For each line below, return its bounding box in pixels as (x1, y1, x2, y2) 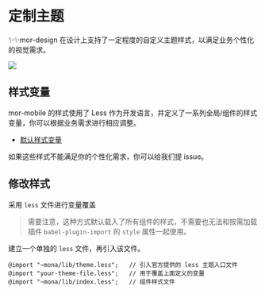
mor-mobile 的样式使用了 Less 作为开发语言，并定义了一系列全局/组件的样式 (8, 108, 258, 118)
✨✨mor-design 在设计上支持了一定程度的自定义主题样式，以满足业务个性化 (8, 35, 255, 44)
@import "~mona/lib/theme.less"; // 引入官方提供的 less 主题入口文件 (8, 261, 238, 269)
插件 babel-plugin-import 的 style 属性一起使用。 (27, 226, 191, 236)
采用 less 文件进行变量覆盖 (8, 199, 97, 209)
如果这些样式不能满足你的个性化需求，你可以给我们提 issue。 (8, 152, 209, 161)
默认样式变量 (19, 134, 62, 144)
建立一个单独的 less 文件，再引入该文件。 (8, 243, 145, 253)
